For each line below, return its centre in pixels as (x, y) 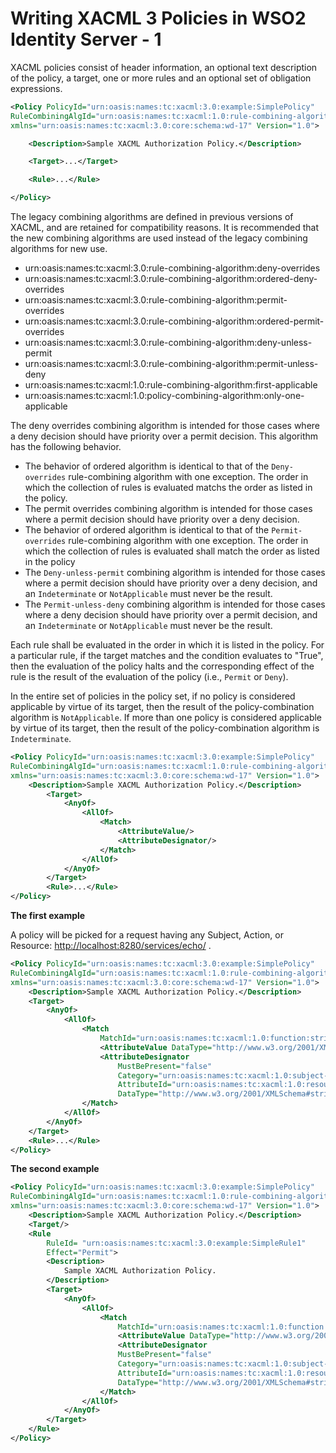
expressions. (36, 88)
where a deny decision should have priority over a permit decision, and (171, 615)
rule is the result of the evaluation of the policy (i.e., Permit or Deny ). (149, 677)
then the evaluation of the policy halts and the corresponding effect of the (162, 666)
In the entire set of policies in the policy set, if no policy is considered (153, 696)
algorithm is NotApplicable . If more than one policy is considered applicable (166, 718)
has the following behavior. (66, 447)
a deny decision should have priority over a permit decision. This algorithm (164, 436)
